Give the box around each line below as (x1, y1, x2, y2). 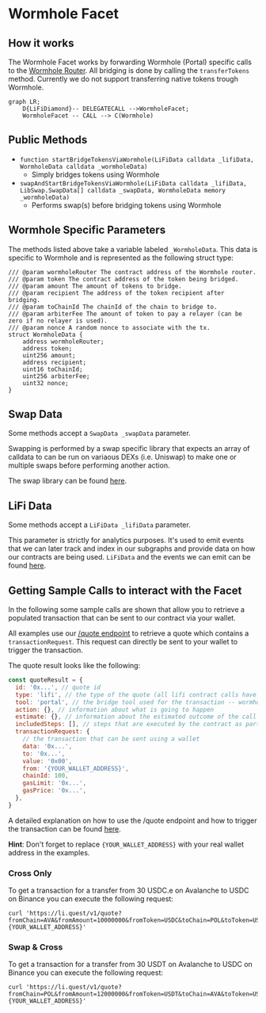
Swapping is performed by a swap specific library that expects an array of (8, 444, 251, 453)
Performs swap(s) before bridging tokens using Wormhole (31, 200, 222, 210)
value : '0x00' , (22, 757, 73, 765)
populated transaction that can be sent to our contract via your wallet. (8, 614, 236, 623)
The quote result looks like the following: (8, 661, 141, 671)
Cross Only (8, 867, 52, 878)
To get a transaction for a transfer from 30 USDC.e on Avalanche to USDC (8, 885, 249, 896)
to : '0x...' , (22, 750, 66, 758)
